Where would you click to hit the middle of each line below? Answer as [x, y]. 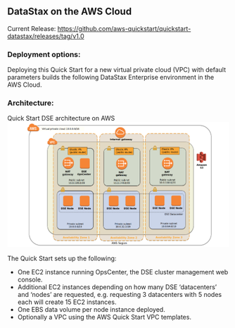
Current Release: [32, 28]
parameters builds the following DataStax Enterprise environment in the [111, 78]
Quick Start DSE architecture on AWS [61, 119]
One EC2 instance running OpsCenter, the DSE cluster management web [123, 272]
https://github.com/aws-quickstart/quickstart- [124, 28]
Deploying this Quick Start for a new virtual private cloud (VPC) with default [117, 70]
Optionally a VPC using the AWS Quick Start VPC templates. [104, 317]
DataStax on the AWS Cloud [70, 12]
